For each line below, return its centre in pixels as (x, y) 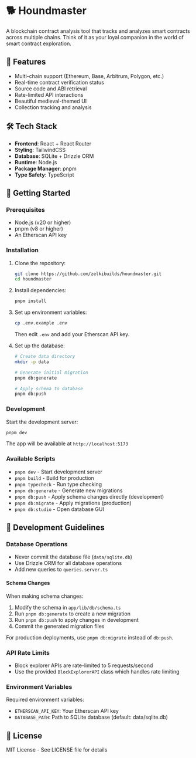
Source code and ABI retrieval (51, 89)
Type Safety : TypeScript (44, 175)
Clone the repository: (40, 263)
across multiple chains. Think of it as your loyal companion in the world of (95, 37)
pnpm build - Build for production (54, 478)
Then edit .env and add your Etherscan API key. (72, 334)
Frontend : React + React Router (53, 143)
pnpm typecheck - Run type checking (58, 484)
